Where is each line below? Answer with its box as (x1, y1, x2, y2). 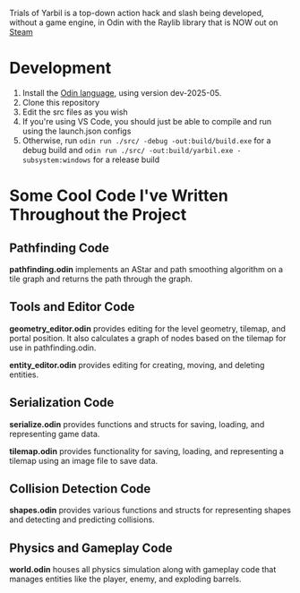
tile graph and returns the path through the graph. (9, 273, 193, 284)
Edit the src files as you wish (21, 107, 128, 117)
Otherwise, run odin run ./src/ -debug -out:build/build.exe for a (21, 134, 271, 146)
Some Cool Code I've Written (9, 185, 228, 206)
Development (9, 58, 112, 79)
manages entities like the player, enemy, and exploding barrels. (9, 573, 242, 585)
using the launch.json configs (21, 125, 132, 136)
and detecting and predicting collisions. (9, 514, 155, 525)
